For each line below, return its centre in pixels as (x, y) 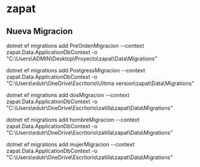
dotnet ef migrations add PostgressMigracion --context (76, 70)
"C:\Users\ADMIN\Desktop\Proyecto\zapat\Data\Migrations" (82, 59)
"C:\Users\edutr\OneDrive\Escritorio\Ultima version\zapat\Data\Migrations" (100, 83)
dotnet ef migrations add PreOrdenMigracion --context (75, 46)
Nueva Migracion (40, 31)
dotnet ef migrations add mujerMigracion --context (70, 144)
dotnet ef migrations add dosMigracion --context (68, 95)
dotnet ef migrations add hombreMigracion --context (73, 120)
